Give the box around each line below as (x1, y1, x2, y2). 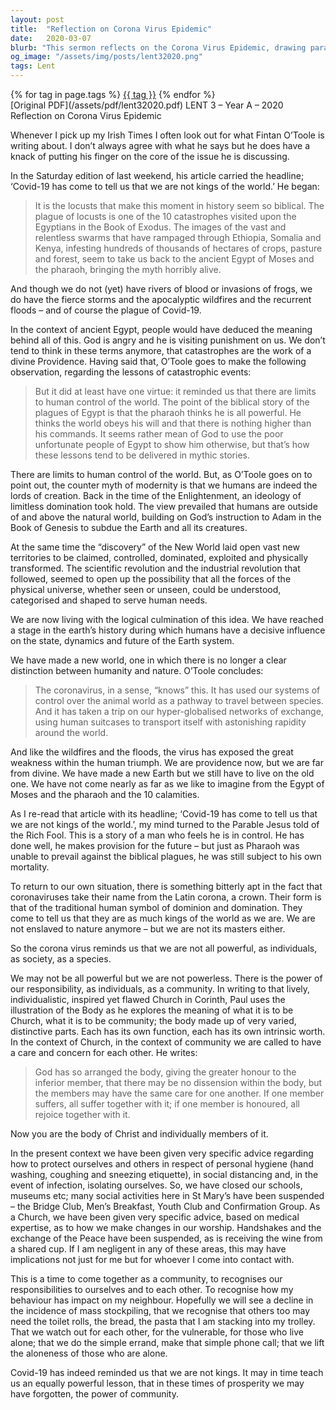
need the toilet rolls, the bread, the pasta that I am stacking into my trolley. (10, 1316, 316, 1327)
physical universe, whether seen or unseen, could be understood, (10, 584, 282, 595)
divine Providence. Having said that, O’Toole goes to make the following (10, 356, 307, 367)
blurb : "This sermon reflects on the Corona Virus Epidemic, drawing (10, 42, 307, 53)
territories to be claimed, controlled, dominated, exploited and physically (10, 552, 309, 563)
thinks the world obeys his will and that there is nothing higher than (34, 417, 312, 429)
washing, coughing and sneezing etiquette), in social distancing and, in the (10, 1169, 319, 1180)
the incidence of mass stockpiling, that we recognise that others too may (10, 1305, 311, 1316)
